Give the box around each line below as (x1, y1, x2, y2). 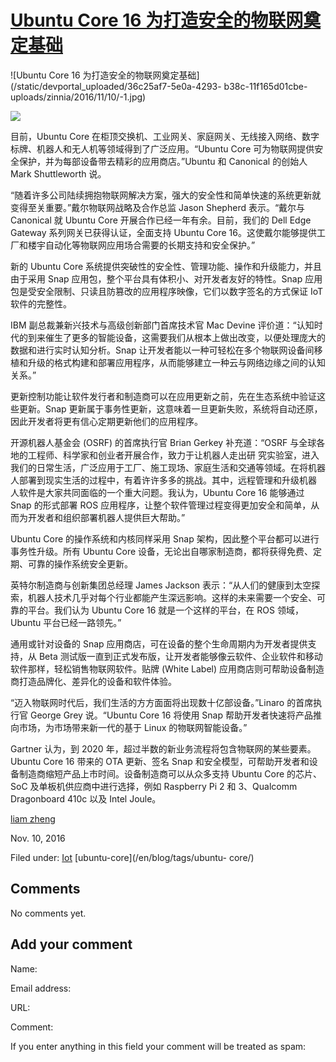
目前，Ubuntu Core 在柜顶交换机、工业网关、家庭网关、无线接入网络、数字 (10, 130, 320, 142)
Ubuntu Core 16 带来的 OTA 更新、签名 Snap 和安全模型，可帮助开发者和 (10, 755, 310, 767)
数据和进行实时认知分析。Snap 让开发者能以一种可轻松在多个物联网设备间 (10, 344, 315, 356)
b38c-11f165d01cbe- (223, 80, 308, 92)
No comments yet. (10, 907, 87, 919)
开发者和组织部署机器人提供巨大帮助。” (27, 511, 186, 523)
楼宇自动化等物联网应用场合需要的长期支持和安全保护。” (27, 239, 256, 251)
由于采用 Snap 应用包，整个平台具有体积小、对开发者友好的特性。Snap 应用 (10, 272, 323, 285)
